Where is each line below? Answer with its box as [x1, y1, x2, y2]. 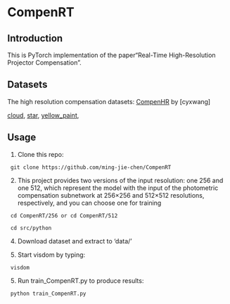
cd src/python [10, 224, 52, 232]
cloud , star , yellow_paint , [7, 110, 79, 120]
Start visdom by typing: [17, 251, 86, 259]
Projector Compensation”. [7, 58, 82, 67]
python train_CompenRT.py [10, 290, 87, 297]
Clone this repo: [17, 150, 64, 158]
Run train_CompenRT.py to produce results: [17, 276, 144, 285]
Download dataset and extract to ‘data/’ [17, 236, 132, 245]
